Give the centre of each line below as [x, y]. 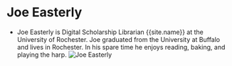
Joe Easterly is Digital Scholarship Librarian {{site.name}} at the [110, 32]
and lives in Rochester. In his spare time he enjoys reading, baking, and [121, 47]
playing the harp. [42, 55]
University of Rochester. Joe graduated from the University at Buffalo [118, 39]
